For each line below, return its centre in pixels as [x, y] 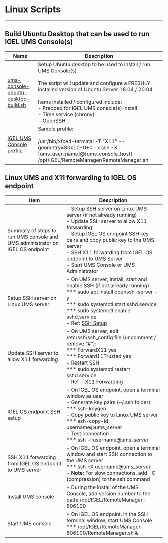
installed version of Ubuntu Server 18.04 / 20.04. [96, 89]
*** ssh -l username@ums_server [108, 440]
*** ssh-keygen [86, 408]
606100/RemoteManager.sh [100, 533]
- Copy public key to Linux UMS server [112, 415]
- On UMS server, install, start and [107, 279]
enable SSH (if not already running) [108, 285]
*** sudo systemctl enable [99, 310]
